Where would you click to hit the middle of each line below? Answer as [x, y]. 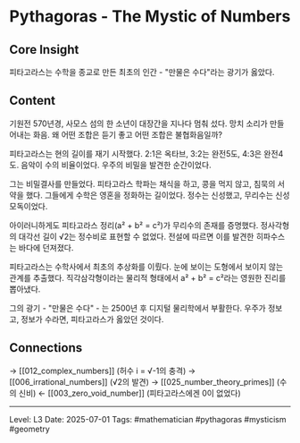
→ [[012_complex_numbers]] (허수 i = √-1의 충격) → [103, 371]
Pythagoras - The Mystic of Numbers [150, 17]
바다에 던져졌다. [46, 247]
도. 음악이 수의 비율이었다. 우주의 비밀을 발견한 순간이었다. [110, 165]
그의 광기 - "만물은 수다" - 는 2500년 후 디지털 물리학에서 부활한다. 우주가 [137, 308]
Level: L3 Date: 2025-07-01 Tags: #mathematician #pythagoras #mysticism [148, 419]
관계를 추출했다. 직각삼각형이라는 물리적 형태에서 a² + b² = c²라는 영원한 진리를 [148, 277]
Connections [46, 348]
